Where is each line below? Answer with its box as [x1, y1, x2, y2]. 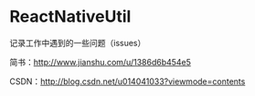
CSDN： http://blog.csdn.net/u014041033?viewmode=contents [9, 75, 246, 87]
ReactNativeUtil [9, 6, 132, 27]
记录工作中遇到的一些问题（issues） [9, 37, 146, 48]
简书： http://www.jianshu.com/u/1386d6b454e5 [9, 56, 192, 67]
